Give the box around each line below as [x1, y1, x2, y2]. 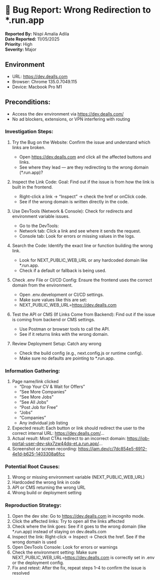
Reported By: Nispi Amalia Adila [5, 31, 69, 37]
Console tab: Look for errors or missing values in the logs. [19, 233, 135, 239]
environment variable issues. [12, 213, 70, 219]
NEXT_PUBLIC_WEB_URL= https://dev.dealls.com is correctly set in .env [12, 554, 155, 560]
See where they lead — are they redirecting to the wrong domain [19, 164, 149, 170]
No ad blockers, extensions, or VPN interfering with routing [12, 116, 130, 122]
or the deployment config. [12, 560, 64, 565]
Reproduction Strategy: [5, 502, 62, 509]
